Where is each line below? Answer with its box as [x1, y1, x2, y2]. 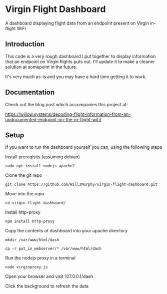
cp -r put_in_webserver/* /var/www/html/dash [5, 246, 101, 251]
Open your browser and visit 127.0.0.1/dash [5, 273, 93, 279]
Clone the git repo [5, 172, 42, 178]
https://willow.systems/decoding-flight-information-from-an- [5, 111, 131, 117]
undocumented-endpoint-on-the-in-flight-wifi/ [5, 116, 101, 122]
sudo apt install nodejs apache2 [5, 164, 75, 169]
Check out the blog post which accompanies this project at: [5, 101, 128, 107]
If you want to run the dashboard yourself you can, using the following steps [5, 144, 162, 150]
